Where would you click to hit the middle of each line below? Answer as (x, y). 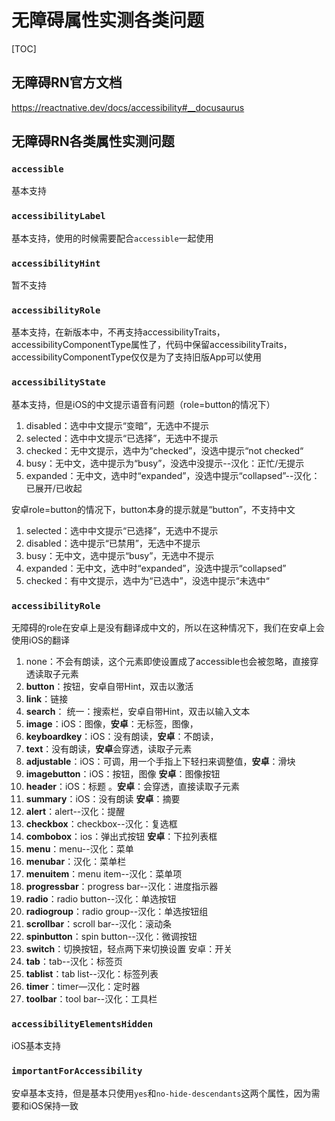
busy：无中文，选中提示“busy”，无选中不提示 (120, 555)
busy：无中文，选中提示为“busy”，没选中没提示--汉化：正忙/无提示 (165, 463)
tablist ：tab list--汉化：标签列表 (92, 973)
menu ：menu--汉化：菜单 (79, 848)
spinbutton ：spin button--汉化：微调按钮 (111, 936)
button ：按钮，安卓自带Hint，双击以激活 (109, 686)
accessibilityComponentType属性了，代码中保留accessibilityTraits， (152, 345)
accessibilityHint (56, 263)
